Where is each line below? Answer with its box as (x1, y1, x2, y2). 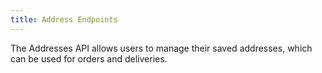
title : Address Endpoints (10, 14, 118, 25)
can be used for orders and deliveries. (10, 52, 168, 65)
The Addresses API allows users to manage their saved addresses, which (10, 42, 313, 54)
